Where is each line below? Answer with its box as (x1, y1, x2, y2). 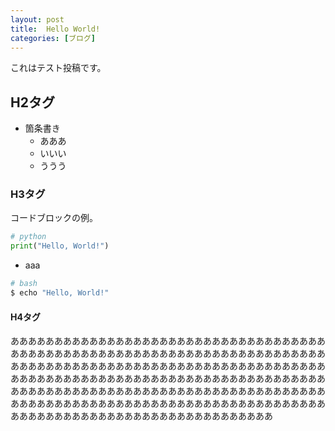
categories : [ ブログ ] (10, 33, 96, 43)
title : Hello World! (10, 24, 101, 34)
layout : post (10, 14, 65, 25)
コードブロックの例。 (10, 212, 98, 224)
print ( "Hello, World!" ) (10, 241, 110, 251)
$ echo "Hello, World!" (10, 288, 110, 298)
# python (10, 232, 47, 242)
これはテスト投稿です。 (10, 62, 107, 74)
